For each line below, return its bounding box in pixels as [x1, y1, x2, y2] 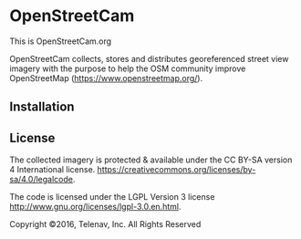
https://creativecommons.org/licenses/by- [97, 164, 256, 175]
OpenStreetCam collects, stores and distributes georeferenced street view [9, 53, 289, 64]
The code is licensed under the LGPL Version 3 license [9, 192, 215, 203]
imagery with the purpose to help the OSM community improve [9, 63, 246, 74]
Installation [9, 99, 75, 115]
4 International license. [9, 164, 96, 175]
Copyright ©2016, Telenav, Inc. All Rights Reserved [9, 219, 202, 230]
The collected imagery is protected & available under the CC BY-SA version [9, 154, 293, 165]
